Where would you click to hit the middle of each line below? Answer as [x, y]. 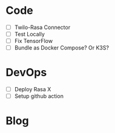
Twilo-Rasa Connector [42, 27]
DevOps [26, 73]
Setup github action [39, 96]
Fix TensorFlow [33, 41]
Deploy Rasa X [33, 89]
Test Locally [29, 34]
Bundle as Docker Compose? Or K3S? [62, 48]
